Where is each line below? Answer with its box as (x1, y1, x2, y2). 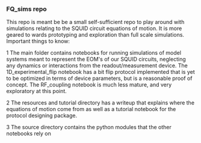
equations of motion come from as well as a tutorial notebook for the (6, 106, 176, 113)
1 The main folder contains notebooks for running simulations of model (6, 49, 182, 56)
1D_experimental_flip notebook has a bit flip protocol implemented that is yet (6, 68, 196, 76)
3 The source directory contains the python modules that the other (6, 124, 172, 131)
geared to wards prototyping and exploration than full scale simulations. (6, 31, 185, 38)
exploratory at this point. (6, 88, 67, 95)
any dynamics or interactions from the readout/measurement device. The (6, 62, 188, 69)
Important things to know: (6, 38, 70, 45)
